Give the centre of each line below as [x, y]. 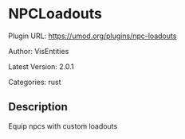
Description [38, 107]
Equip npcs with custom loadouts [63, 126]
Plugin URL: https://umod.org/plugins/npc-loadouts [92, 36]
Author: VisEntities [39, 51]
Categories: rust [35, 82]
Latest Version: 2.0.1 [41, 66]
